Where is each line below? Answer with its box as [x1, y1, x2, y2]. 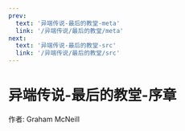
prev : [8, 11, 27, 20]
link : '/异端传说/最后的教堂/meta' [15, 27, 124, 35]
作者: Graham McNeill [8, 114, 80, 124]
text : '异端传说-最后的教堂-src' [15, 42, 117, 50]
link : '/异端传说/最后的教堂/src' [15, 49, 121, 57]
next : [8, 34, 27, 43]
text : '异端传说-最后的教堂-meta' [15, 19, 121, 27]
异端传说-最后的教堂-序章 [8, 86, 177, 104]
